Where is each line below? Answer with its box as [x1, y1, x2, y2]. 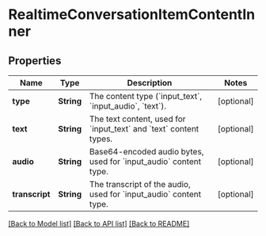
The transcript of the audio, [89, 179, 192, 189]
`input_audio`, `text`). [89, 101, 166, 112]
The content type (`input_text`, [89, 91, 203, 101]
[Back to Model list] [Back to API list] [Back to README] [8, 219, 190, 228]
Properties [8, 54, 62, 67]
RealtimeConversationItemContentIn [8, 6, 256, 24]
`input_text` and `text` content [89, 124, 199, 134]
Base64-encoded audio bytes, [89, 147, 204, 157]
